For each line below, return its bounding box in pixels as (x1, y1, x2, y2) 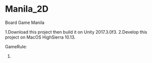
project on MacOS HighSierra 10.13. (5, 34, 76, 40)
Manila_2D (5, 3, 49, 15)
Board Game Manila (5, 20, 45, 25)
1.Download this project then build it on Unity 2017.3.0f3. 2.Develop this (5, 29, 147, 35)
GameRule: (5, 43, 27, 49)
